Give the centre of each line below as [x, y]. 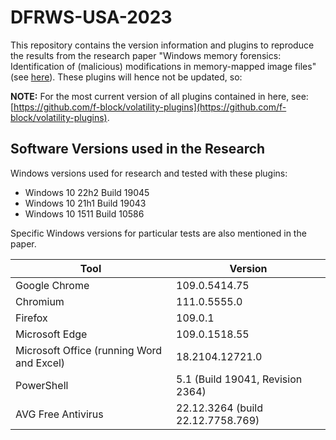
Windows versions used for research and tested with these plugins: [149, 173]
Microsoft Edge [51, 334]
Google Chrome [52, 285]
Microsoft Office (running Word [89, 350]
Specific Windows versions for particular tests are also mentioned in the [158, 233]
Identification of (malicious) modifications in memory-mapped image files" [163, 66]
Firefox [31, 318]
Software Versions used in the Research [138, 149]
